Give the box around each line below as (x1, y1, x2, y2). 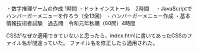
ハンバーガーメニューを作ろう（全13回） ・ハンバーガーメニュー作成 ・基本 (6, 12, 191, 19)
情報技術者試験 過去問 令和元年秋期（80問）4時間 (6, 20, 136, 26)
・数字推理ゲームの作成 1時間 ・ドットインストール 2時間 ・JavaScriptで (6, 5, 193, 12)
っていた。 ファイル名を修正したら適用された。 (42, 40, 158, 46)
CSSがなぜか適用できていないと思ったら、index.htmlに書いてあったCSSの (6, 32, 187, 39)
